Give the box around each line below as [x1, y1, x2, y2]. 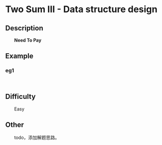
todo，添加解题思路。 [14, 134, 60, 140]
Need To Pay [14, 37, 42, 43]
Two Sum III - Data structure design [5, 4, 158, 15]
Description [5, 24, 43, 32]
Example [5, 52, 34, 60]
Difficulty [5, 92, 36, 101]
